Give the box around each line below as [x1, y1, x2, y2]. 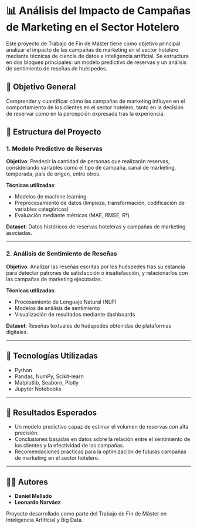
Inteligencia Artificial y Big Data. [6, 517, 83, 524]
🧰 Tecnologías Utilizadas [6, 351, 98, 361]
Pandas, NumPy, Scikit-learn [14, 373, 84, 380]
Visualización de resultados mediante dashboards [14, 311, 135, 318]
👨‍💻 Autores [6, 477, 48, 487]
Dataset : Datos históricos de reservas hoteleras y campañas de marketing [6, 223, 186, 230]
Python [14, 366, 32, 373]
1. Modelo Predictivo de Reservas [6, 144, 103, 153]
